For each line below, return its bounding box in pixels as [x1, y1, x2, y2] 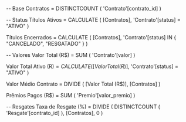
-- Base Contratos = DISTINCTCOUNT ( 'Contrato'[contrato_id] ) [6, 5, 161, 12]
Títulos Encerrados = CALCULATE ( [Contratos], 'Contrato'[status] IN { [6, 34, 177, 40]
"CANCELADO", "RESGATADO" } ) [6, 40, 88, 47]
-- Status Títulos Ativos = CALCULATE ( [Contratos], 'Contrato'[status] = [6, 16, 181, 23]
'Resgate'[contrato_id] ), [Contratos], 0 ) [6, 110, 103, 116]
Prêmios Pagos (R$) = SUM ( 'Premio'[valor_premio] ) [6, 92, 136, 99]
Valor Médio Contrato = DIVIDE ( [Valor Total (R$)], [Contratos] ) [6, 80, 161, 87]
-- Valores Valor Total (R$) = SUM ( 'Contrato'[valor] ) [6, 52, 136, 58]
